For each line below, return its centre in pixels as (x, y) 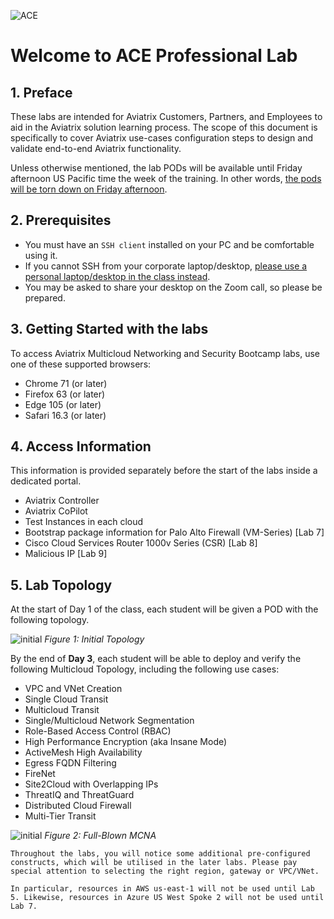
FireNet (40, 774)
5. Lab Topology (61, 585)
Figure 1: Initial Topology (94, 639)
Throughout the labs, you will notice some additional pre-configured (160, 854)
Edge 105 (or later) (63, 404)
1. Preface (41, 92)
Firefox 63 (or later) (65, 394)
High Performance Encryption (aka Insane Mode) (126, 742)
